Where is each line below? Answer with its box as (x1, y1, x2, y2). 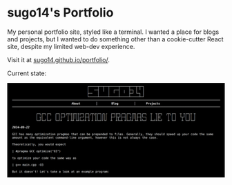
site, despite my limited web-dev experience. (7, 42, 135, 50)
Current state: (7, 69, 47, 77)
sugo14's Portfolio (7, 5, 114, 21)
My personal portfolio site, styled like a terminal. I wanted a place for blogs (7, 28, 220, 36)
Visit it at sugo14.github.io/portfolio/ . (7, 55, 110, 64)
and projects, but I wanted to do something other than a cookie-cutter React (7, 35, 224, 43)
